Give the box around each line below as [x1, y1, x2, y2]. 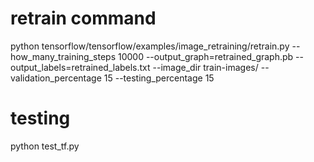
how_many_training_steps [10, 50, 117, 62]
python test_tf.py [10, 140, 80, 152]
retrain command [10, 7, 157, 30]
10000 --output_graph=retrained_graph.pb [117, 50, 294, 62]
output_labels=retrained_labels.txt [10, 61, 151, 73]
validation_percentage [10, 72, 102, 84]
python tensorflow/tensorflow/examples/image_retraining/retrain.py [10, 40, 290, 52]
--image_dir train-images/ [152, 61, 259, 73]
